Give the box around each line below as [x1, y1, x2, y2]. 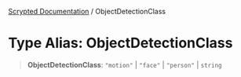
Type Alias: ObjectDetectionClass [8, 35, 233, 52]
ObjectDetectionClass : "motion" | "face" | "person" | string [27, 60, 222, 69]
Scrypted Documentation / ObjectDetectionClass [8, 7, 166, 16]
